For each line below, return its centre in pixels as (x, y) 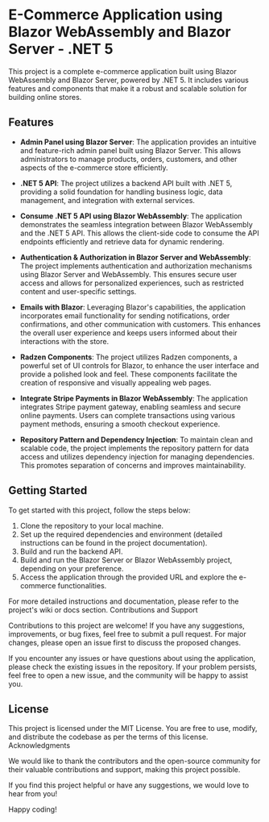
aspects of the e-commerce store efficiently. (94, 168)
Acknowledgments (39, 745)
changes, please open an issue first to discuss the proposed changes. (125, 642)
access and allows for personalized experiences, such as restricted (132, 283)
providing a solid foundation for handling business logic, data (121, 192)
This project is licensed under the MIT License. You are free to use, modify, (133, 729)
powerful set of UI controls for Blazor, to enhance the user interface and (139, 365)
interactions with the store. (64, 341)
